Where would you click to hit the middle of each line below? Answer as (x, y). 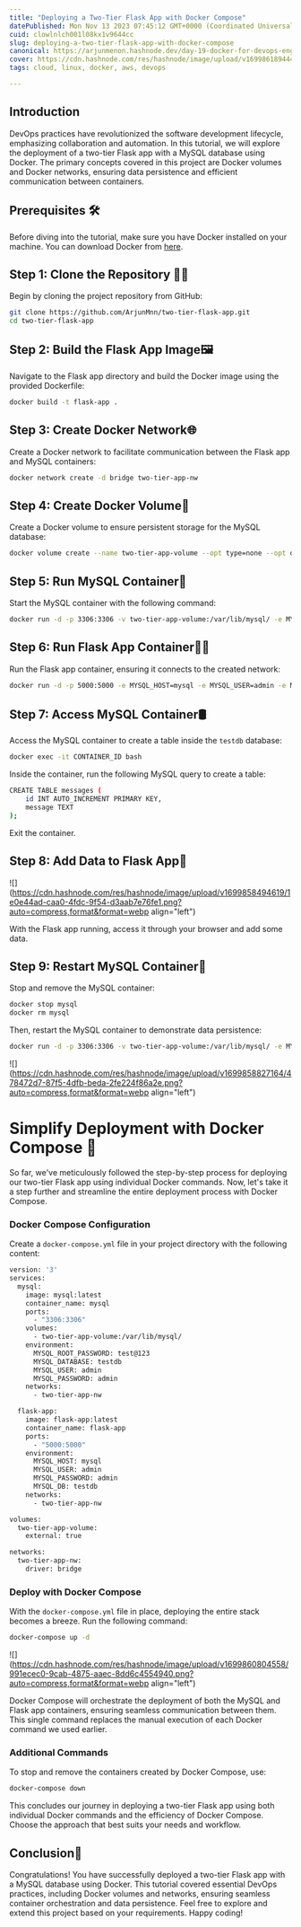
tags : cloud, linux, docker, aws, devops (88, 68)
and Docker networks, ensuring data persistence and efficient (124, 172)
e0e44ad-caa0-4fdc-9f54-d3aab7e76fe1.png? (95, 902)
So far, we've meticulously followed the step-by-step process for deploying (148, 1172)
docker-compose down (48, 1789)
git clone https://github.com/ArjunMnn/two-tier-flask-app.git (130, 312)
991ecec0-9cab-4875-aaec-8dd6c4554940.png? (102, 1674)
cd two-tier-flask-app (52, 321)
